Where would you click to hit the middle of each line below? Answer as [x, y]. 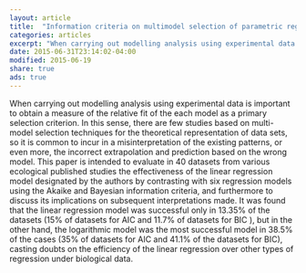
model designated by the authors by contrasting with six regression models [151, 181]
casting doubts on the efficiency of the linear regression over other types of [152, 248]
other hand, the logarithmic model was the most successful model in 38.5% [151, 229]
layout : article [40, 18]
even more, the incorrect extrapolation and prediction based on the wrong [148, 152]
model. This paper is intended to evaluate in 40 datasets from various [140, 162]
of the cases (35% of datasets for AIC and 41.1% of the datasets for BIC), [146, 239]
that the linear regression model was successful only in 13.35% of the [140, 210]
